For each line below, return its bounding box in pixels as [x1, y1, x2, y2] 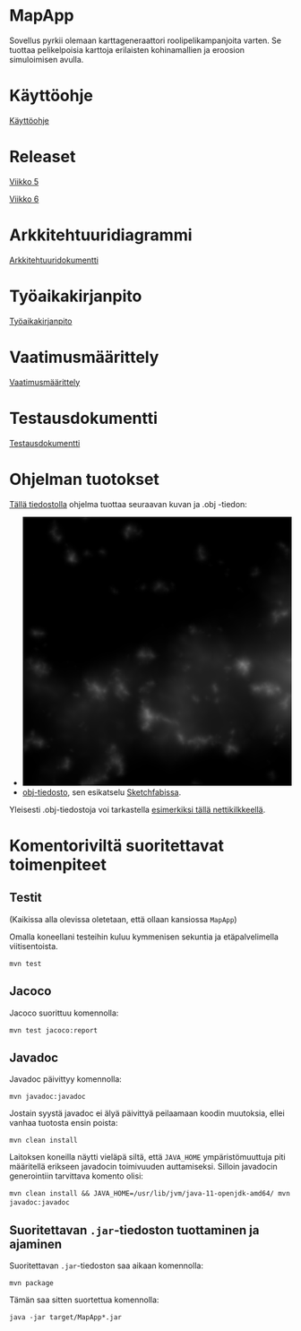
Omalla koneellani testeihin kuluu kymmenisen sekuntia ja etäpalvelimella [9, 931, 279, 942]
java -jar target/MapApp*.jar [9, 1313, 123, 1322]
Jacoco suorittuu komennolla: [9, 1007, 119, 1018]
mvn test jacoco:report [9, 1025, 99, 1035]
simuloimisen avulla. [9, 54, 84, 65]
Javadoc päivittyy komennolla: [9, 1074, 123, 1085]
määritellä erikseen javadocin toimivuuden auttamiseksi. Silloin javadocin [9, 1162, 278, 1172]
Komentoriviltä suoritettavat [9, 835, 224, 856]
